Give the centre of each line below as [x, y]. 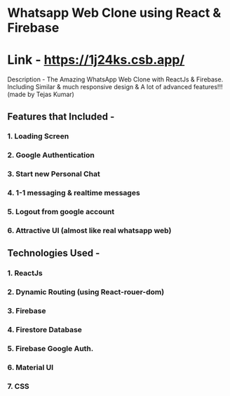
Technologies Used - [54, 253]
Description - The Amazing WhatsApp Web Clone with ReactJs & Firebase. [115, 79]
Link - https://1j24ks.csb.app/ [96, 60]
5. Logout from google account [61, 212]
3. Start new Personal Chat [54, 174]
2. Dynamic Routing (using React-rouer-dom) [86, 292]
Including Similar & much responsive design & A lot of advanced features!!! [115, 87]
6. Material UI [31, 367]
